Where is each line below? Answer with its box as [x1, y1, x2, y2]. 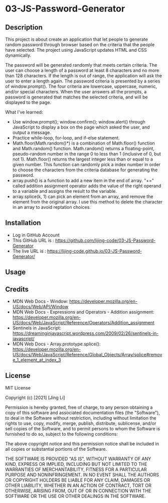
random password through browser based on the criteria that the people [5, 42, 155, 48]
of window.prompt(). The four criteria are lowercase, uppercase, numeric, [5, 83, 157, 89]
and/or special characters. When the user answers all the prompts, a [5, 89, 147, 94]
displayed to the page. [5, 99, 52, 105]
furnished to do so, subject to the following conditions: [5, 431, 118, 437]
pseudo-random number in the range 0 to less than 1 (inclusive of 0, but [12, 151, 161, 157]
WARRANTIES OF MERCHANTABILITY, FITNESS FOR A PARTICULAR [5, 466, 147, 472]
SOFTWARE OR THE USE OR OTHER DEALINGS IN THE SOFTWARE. [5, 493, 146, 499]
